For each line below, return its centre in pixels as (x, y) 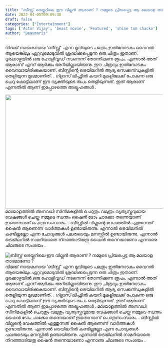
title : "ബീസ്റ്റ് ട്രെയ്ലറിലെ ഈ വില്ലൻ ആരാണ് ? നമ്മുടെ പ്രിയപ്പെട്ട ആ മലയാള (80, 10)
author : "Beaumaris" (27, 33)
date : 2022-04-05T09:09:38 (33, 15)
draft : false (19, 19)
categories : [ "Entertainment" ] (38, 24)
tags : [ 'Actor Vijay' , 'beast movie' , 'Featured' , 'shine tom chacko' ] (81, 29)
